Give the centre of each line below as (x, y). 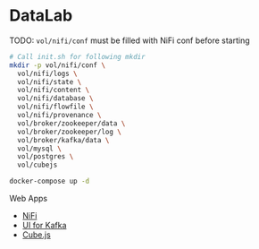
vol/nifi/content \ (54, 90)
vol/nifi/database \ (55, 99)
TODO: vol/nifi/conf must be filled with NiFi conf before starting (129, 40)
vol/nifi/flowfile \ (55, 107)
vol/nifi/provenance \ (59, 116)
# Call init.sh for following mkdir (77, 56)
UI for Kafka (44, 226)
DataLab (41, 16)
